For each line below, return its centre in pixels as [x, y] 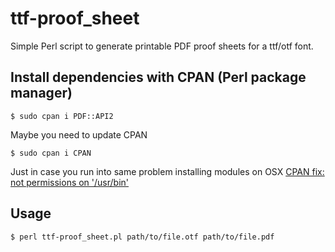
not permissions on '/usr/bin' [70, 182]
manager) [41, 93]
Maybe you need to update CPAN [79, 134]
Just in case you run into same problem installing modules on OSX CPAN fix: [167, 171]
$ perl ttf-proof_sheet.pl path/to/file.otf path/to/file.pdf [142, 237]
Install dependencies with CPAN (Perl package [158, 77]
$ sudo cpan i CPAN [51, 153]
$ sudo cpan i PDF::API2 [62, 116]
